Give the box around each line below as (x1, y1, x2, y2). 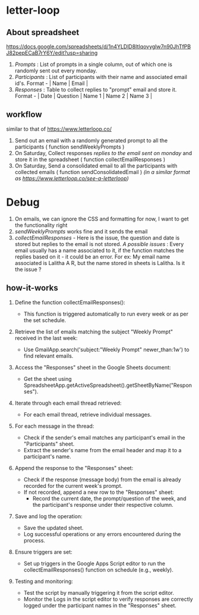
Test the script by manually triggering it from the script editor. (23, 589, 174, 596)
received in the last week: (14, 334, 78, 342)
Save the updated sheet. (23, 524, 84, 531)
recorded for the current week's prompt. (23, 482, 123, 489)
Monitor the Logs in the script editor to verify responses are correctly (23, 595, 193, 603)
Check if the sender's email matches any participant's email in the (23, 434, 185, 441)
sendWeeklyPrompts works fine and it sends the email (14, 228, 148, 235)
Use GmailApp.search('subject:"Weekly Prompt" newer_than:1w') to (23, 346, 189, 353)
